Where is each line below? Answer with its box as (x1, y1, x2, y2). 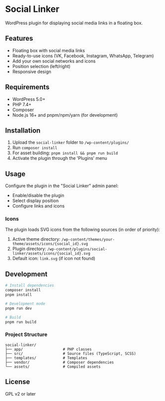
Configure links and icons (12, 203, 65, 209)
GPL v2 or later (5, 391, 36, 397)
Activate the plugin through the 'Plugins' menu (12, 155, 108, 161)
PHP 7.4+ (12, 101, 32, 107)
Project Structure (5, 331, 48, 338)
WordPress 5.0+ (12, 96, 46, 102)
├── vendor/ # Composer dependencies (5, 360, 114, 365)
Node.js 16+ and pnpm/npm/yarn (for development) (12, 112, 118, 118)
